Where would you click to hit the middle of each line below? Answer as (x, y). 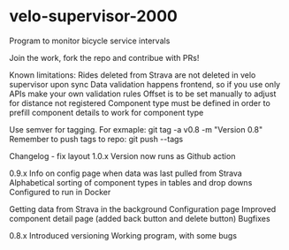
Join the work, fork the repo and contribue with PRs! (104, 57)
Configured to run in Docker (60, 192)
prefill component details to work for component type (106, 112)
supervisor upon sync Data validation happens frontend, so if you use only (145, 84)
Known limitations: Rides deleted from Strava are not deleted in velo (133, 75)
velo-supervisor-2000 (94, 16)
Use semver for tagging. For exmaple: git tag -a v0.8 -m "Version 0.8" (136, 129)
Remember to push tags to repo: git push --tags (96, 139)
